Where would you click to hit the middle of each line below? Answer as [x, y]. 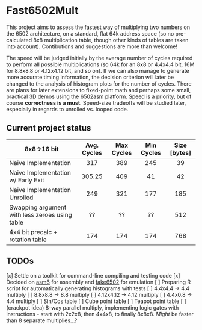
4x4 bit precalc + [33, 232]
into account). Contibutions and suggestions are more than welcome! [92, 46]
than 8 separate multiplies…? [42, 320]
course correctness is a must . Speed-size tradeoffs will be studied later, [96, 102]
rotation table [28, 240]
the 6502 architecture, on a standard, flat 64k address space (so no [90, 33]
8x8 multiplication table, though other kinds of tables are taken [111, 40]
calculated [19, 40]
